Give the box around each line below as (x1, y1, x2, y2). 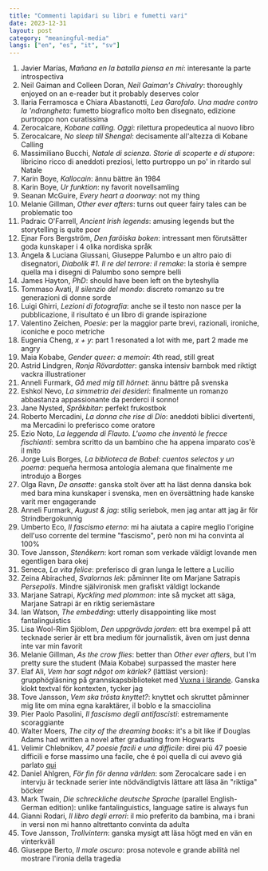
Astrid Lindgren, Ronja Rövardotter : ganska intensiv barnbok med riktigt (20, 361, 258, 370)
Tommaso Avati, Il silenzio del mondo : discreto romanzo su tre (20, 285, 225, 294)
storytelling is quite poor (20, 225, 101, 234)
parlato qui (20, 761, 57, 770)
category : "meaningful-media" (9, 34, 110, 42)
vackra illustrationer (20, 370, 86, 379)
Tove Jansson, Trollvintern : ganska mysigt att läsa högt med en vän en (20, 829, 253, 838)
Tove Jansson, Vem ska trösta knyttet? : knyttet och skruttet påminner (20, 693, 250, 702)
